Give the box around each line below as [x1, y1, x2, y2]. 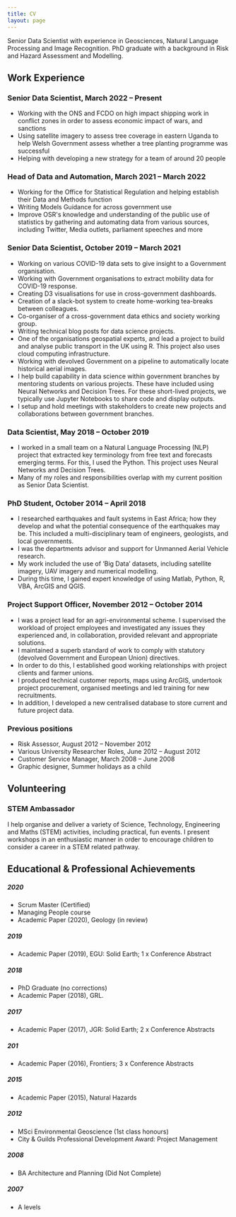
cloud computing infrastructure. [17, 349, 111, 358]
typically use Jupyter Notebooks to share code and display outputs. [17, 394, 216, 403]
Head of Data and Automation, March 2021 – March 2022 [7, 172, 206, 182]
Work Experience [7, 71, 85, 83]
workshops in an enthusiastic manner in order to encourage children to [7, 835, 214, 844]
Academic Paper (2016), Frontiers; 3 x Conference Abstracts [17, 1059, 194, 1068]
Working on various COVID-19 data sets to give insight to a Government [17, 259, 226, 267]
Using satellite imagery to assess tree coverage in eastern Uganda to [17, 132, 219, 140]
